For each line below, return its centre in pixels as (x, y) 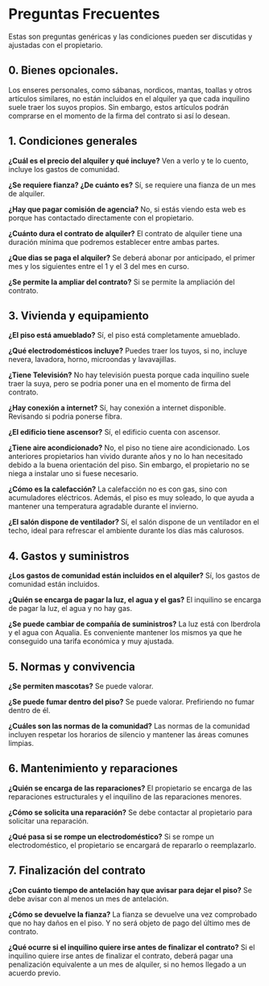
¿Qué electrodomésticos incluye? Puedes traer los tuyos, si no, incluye (128, 351)
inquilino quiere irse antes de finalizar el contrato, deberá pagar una (121, 955)
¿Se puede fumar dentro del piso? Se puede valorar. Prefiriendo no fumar (132, 702)
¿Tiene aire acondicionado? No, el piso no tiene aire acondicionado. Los (129, 448)
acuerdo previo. (35, 973)
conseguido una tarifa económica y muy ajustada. (91, 641)
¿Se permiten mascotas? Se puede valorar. (81, 686)
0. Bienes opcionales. (64, 71)
